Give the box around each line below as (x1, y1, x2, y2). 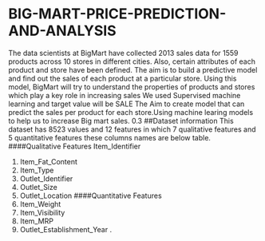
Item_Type (19, 165, 54, 175)
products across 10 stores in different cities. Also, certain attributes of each (8, 57, 255, 66)
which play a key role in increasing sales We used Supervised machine (8, 90, 241, 100)
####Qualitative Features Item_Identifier (8, 141, 141, 151)
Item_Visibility (19, 207, 65, 217)
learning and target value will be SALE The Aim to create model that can (8, 99, 245, 109)
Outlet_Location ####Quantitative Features (19, 191, 162, 200)
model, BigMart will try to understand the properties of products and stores (8, 81, 255, 92)
